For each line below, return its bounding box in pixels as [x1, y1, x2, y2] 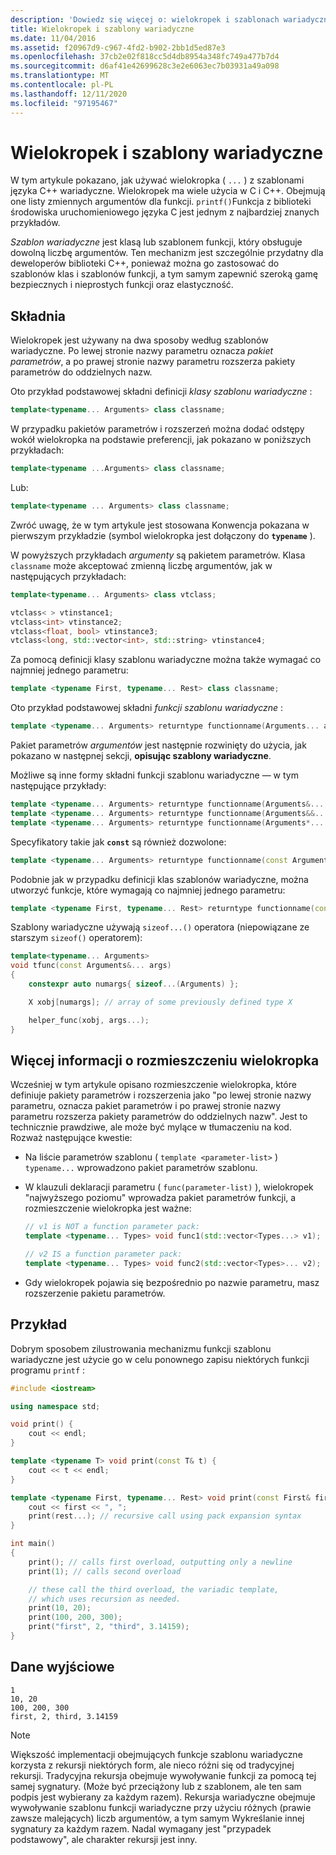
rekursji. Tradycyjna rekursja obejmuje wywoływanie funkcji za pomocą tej [10, 1769, 317, 1781]
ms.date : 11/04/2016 [10, 33, 97, 43]
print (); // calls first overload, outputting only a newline [28, 1557, 293, 1567]
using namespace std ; [10, 1401, 101, 1411]
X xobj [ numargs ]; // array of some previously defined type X [28, 997, 293, 1007]
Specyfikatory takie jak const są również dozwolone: [10, 836, 227, 848]
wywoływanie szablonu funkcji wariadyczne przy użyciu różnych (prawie [10, 1801, 312, 1813]
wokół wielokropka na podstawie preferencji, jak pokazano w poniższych [10, 434, 312, 446]
